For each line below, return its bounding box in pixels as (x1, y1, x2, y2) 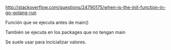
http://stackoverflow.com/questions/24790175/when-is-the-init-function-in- (5, 5, 166, 10)
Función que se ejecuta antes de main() (5, 20, 89, 25)
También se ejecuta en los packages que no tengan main (5, 29, 125, 35)
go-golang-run (5, 10, 37, 16)
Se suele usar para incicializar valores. (5, 39, 87, 45)
